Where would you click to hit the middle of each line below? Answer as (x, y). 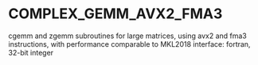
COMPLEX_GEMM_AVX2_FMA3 (115, 14)
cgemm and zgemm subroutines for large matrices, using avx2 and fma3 (127, 36)
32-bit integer (31, 52)
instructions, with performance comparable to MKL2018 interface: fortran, (129, 44)
